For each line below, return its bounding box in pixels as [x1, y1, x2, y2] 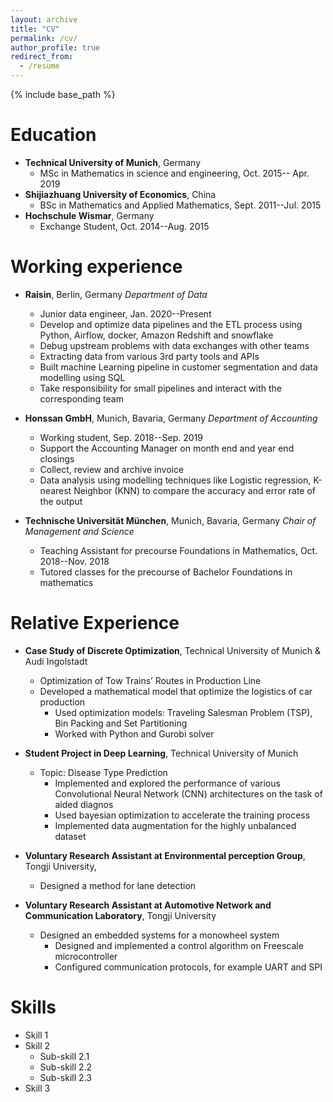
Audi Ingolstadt [24, 655, 88, 667]
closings [39, 452, 75, 465]
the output [39, 495, 83, 507]
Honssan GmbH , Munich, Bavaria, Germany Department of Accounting [24, 412, 318, 424]
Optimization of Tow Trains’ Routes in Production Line [39, 674, 262, 686]
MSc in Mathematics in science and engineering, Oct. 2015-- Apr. [39, 167, 310, 179]
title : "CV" [10, 24, 60, 34]
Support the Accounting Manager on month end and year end [39, 442, 295, 454]
